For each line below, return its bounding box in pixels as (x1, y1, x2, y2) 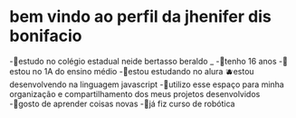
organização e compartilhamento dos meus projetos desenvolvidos (9, 88, 261, 99)
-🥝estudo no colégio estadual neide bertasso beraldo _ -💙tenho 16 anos (9, 55, 278, 66)
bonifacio (9, 25, 82, 46)
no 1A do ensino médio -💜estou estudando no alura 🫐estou (32, 65, 255, 76)
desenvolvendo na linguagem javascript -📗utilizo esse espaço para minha (9, 79, 285, 90)
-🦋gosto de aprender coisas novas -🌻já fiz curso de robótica (9, 98, 235, 109)
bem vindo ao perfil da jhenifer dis (9, 6, 272, 27)
